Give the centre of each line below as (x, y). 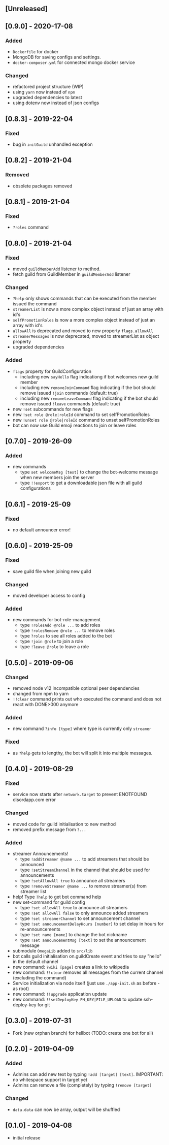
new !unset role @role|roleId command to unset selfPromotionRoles (86, 420)
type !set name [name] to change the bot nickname (74, 934)
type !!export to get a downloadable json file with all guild (81, 483)
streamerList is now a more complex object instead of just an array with (88, 309)
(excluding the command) (40, 977)
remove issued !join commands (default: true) (69, 393)
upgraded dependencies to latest (47, 98)
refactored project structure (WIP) (48, 87)
